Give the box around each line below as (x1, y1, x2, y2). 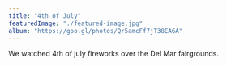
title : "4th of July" (8, 11, 82, 20)
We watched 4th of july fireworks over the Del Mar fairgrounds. (8, 49, 219, 59)
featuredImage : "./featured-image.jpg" (8, 19, 143, 27)
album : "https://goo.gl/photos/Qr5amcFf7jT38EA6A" (8, 27, 183, 35)
